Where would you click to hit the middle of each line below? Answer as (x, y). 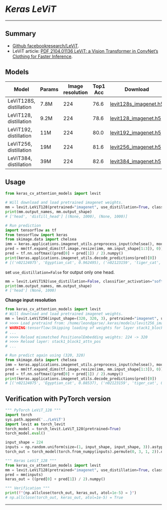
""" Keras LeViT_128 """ (31, 461)
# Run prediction (23, 226)
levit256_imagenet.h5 (136, 147)
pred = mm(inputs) (24, 475)
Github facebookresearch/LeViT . (46, 45)
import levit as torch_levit (35, 424)
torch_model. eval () (25, 433)
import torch (19, 415)
